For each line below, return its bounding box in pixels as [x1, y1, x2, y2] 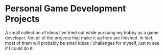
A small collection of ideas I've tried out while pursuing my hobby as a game [5, 29, 159, 35]
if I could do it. [5, 45, 34, 51]
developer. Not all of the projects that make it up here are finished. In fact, [5, 35, 154, 41]
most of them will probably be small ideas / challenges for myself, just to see [5, 40, 160, 46]
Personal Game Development [5, 3, 126, 14]
